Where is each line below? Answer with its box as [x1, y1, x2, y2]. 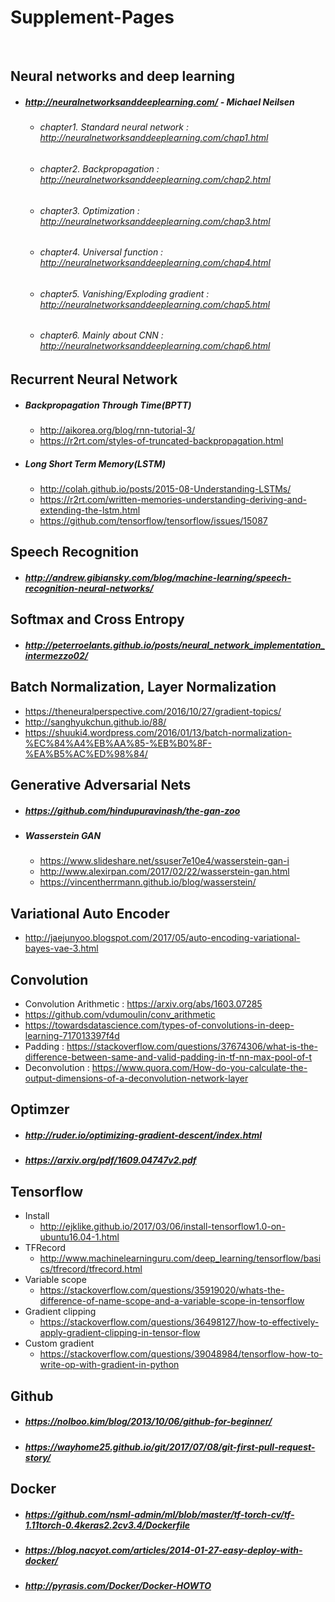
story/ [24, 1451, 52, 1463]
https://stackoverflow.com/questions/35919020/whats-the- [39, 1284, 285, 1296]
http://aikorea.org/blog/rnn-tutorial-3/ [39, 424, 196, 436]
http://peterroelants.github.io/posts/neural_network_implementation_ [24, 639, 326, 651]
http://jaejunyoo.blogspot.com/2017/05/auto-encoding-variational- [24, 932, 301, 944]
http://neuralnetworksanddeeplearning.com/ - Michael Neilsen [24, 96, 295, 108]
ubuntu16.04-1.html [39, 1231, 120, 1243]
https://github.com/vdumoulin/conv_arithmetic [24, 1009, 216, 1021]
